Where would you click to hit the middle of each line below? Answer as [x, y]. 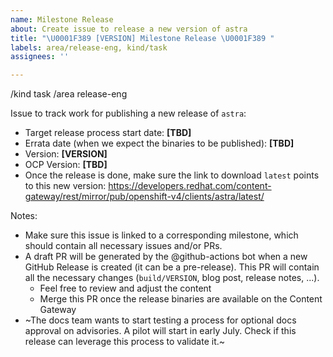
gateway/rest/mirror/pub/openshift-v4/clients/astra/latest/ [144, 197]
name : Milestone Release [62, 19]
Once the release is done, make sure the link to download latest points [172, 175]
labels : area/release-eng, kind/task [89, 47]
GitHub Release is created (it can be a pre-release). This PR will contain [172, 267]
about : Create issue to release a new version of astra [129, 29]
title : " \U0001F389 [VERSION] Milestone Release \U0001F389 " [142, 38]
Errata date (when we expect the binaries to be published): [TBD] [159, 143]
